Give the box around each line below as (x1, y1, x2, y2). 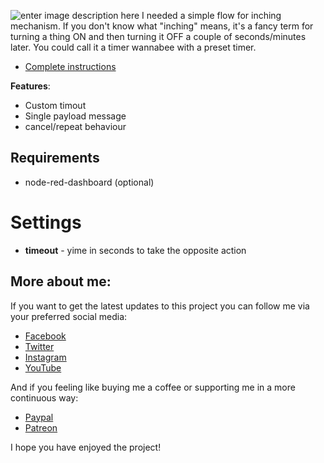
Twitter (24, 340, 55, 352)
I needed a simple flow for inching (141, 10, 282, 21)
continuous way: (10, 391, 79, 404)
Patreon (24, 421, 58, 434)
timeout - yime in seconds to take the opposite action (24, 244, 247, 256)
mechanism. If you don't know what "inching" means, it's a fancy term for (10, 20, 314, 32)
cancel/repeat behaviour (24, 121, 127, 132)
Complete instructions (24, 61, 117, 72)
